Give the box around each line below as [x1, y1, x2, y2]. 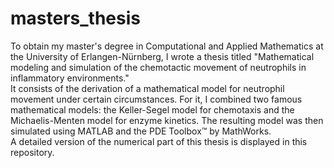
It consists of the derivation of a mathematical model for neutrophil [10, 82, 285, 94]
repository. [10, 146, 55, 158]
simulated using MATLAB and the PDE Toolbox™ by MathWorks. [10, 125, 272, 137]
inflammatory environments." [10, 72, 130, 84]
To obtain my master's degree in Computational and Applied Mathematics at [10, 40, 324, 52]
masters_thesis [10, 7, 141, 30]
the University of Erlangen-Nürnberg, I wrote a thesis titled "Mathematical [10, 50, 315, 62]
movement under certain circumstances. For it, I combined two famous [10, 93, 303, 105]
